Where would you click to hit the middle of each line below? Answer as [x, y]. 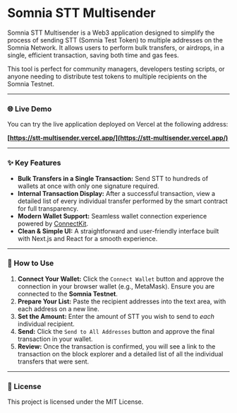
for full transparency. [48, 208]
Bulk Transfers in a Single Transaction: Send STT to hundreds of [113, 178]
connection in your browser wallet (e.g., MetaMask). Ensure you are [116, 286]
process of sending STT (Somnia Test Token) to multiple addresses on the [115, 40]
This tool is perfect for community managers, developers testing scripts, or [116, 69]
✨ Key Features [34, 163]
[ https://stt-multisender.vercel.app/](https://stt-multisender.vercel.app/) [118, 138]
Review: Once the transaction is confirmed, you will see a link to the [116, 346]
